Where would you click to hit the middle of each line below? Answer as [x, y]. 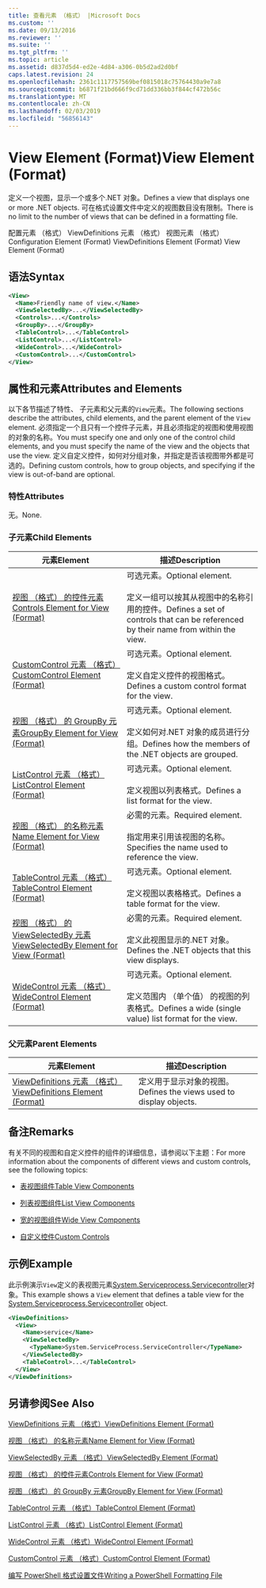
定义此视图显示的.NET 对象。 [180, 939]
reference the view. [162, 857]
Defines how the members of [196, 744]
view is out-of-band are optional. [62, 474]
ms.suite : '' [30, 45]
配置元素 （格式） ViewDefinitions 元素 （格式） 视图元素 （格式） [116, 232]
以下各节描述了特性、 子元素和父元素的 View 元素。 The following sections [126, 409]
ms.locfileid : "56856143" [51, 119]
